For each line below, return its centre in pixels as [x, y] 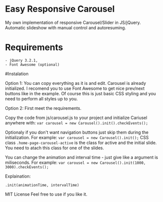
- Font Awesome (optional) [32, 64]
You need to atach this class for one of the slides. [54, 148]
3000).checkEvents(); [27, 167]
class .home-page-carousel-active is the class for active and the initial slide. [81, 142]
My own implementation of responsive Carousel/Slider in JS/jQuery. [73, 22]
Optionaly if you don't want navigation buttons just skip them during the [77, 132]
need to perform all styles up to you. [41, 99]
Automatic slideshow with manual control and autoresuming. [66, 27]
